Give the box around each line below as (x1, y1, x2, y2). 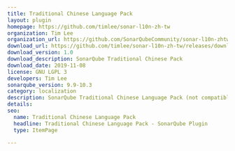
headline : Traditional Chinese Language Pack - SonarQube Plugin (13, 120, 208, 127)
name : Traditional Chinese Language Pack (13, 113, 136, 120)
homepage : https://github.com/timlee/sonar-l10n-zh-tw (7, 23, 171, 30)
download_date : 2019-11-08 (7, 62, 86, 69)
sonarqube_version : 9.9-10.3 (7, 81, 92, 88)
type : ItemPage (13, 127, 58, 134)
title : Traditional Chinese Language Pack (7, 10, 133, 17)
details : (7, 101, 33, 108)
